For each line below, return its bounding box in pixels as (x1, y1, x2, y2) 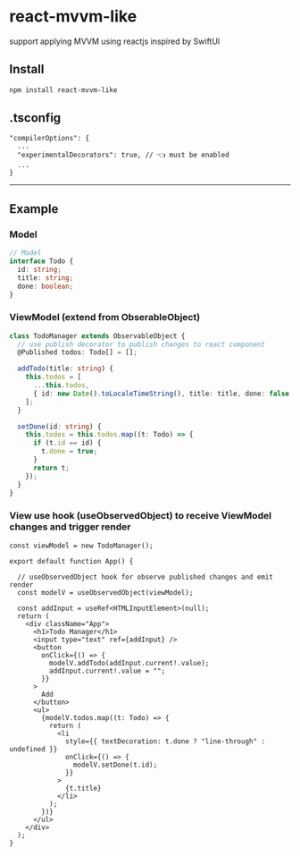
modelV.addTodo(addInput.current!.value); (48, 658, 210, 667)
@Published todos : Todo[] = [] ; (17, 348, 138, 357)
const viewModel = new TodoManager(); (9, 541, 154, 550)
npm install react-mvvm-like (9, 85, 118, 95)
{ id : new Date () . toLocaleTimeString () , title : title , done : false (32, 389, 290, 398)
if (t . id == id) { (32, 438, 102, 448)
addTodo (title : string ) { (17, 364, 114, 373)
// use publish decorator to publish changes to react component (17, 340, 266, 349)
